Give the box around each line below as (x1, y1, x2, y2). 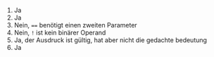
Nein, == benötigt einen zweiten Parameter (13, 21, 137, 29)
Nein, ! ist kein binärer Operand (13, 28, 106, 37)
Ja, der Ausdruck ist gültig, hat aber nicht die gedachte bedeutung (13, 36, 208, 44)
